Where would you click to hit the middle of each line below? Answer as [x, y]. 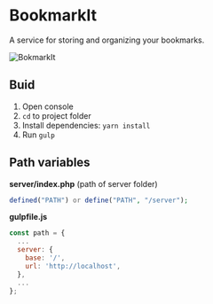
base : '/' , [45, 258]
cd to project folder [56, 115]
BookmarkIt [53, 16]
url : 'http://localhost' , [73, 266]
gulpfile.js [28, 217]
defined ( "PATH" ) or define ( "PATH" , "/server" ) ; [99, 200]
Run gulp [38, 135]
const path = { [37, 233]
